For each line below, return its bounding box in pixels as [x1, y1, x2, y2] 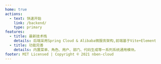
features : [5, 29, 25, 34]
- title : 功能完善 [9, 43, 44, 48]
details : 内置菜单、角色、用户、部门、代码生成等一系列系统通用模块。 [14, 47, 138, 52]
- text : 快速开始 [9, 16, 42, 21]
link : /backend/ [14, 20, 47, 26]
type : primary [14, 25, 42, 30]
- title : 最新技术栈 [9, 34, 48, 39]
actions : [5, 12, 23, 16]
